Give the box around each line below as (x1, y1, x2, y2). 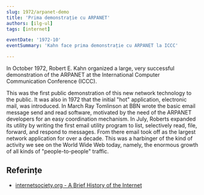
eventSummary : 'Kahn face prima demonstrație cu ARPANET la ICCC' (6, 43, 178, 49)
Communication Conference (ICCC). (6, 77, 97, 85)
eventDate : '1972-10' (6, 37, 62, 43)
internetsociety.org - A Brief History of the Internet (15, 181, 142, 189)
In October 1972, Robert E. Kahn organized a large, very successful (6, 65, 175, 72)
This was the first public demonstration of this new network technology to (6, 90, 192, 96)
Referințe (6, 165, 43, 175)
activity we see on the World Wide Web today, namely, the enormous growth (6, 141, 199, 148)
